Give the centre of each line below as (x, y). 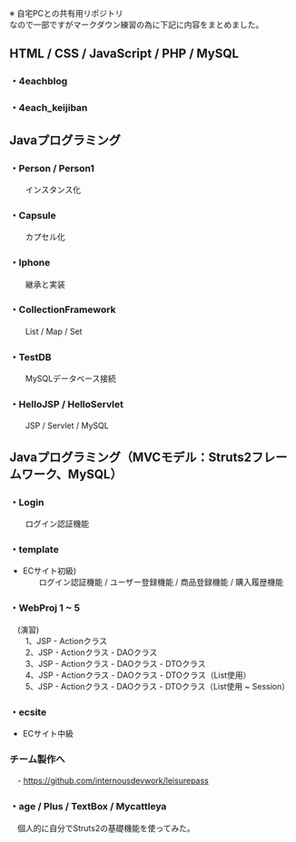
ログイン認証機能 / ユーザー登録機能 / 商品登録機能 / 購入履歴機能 (161, 583)
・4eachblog (39, 82)
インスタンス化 (53, 190)
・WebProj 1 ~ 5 (44, 608)
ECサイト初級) (49, 571)
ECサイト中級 (48, 733)
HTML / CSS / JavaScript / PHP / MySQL (124, 54)
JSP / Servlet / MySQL (67, 426)
